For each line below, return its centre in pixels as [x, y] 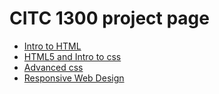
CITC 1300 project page [109, 18]
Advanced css [53, 67]
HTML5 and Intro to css [72, 56]
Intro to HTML [52, 46]
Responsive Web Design [74, 78]
